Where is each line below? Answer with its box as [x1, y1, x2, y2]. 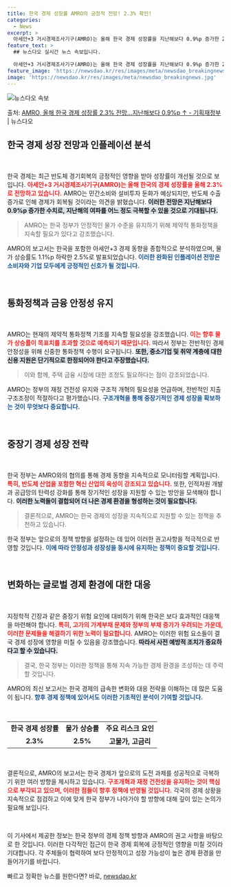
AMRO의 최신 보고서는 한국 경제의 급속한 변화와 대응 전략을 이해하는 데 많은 [7, 684, 210, 692]
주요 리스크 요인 [105, 724, 155, 733]
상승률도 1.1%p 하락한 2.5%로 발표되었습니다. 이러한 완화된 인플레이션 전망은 [14, 253, 220, 261]
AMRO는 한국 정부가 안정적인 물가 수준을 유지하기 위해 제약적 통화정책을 [23, 221, 219, 230]
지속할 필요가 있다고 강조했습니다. [23, 230, 115, 238]
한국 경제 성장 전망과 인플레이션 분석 [7, 139, 151, 150]
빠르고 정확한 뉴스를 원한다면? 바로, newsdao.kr [7, 872, 137, 880]
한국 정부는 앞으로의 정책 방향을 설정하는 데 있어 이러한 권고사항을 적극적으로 [7, 535, 213, 543]
